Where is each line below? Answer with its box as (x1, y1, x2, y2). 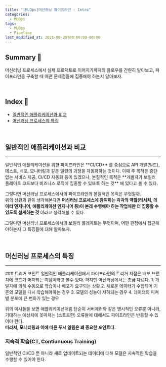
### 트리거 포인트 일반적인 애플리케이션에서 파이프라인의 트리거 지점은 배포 (5, 271, 151, 277)
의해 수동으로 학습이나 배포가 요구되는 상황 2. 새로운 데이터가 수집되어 (18, 283, 153, 289)
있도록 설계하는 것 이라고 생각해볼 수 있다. (5, 209, 85, 216)
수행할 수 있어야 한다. (5, 357, 46, 363)
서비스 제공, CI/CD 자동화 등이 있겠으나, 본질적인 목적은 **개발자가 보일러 (14, 174, 156, 180)
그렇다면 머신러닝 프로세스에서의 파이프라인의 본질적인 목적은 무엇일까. (5, 191, 141, 197)
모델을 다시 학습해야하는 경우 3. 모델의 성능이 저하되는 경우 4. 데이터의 (14, 289, 150, 295)
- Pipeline (9, 30, 32, 35)
